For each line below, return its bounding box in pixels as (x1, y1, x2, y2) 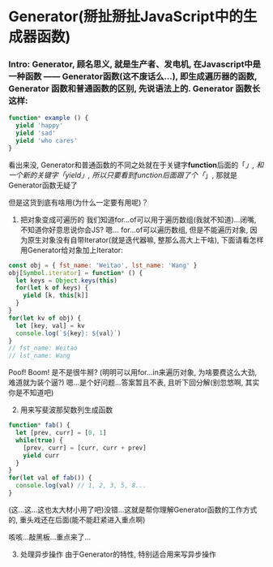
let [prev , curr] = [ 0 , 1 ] (15, 429, 107, 437)
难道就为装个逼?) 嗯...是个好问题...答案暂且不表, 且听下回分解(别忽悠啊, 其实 (8, 378, 260, 388)
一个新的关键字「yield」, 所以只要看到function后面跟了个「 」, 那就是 (8, 170, 237, 179)
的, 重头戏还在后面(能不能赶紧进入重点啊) (8, 514, 146, 524)
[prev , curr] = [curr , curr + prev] (23, 444, 147, 452)
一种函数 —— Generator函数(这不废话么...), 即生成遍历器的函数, (8, 71, 258, 82)
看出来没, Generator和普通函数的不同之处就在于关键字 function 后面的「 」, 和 (8, 160, 264, 170)
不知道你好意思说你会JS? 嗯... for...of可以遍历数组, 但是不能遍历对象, (19, 225, 249, 234)
